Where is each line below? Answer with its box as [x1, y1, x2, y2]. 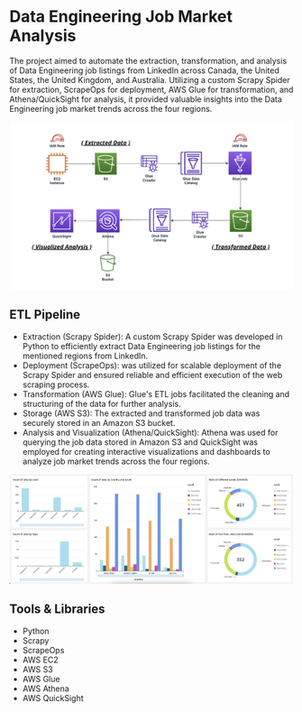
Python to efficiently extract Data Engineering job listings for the [22, 340, 261, 351]
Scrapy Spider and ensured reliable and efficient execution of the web [22, 369, 283, 380]
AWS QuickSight [22, 692, 84, 703]
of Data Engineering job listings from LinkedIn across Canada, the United [9, 65, 279, 76]
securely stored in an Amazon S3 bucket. [22, 417, 176, 428]
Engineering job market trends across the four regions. [9, 103, 213, 114]
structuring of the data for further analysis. [22, 398, 182, 409]
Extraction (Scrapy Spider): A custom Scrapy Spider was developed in [22, 331, 283, 342]
